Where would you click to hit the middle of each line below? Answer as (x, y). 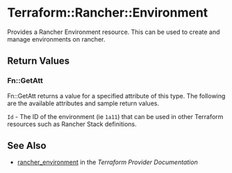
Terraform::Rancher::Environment (108, 13)
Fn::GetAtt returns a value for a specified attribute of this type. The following (116, 95)
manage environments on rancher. (56, 39)
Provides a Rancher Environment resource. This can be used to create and (114, 32)
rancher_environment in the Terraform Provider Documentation (107, 162)
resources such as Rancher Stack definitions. (72, 124)
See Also (27, 146)
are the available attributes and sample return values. (83, 103)
